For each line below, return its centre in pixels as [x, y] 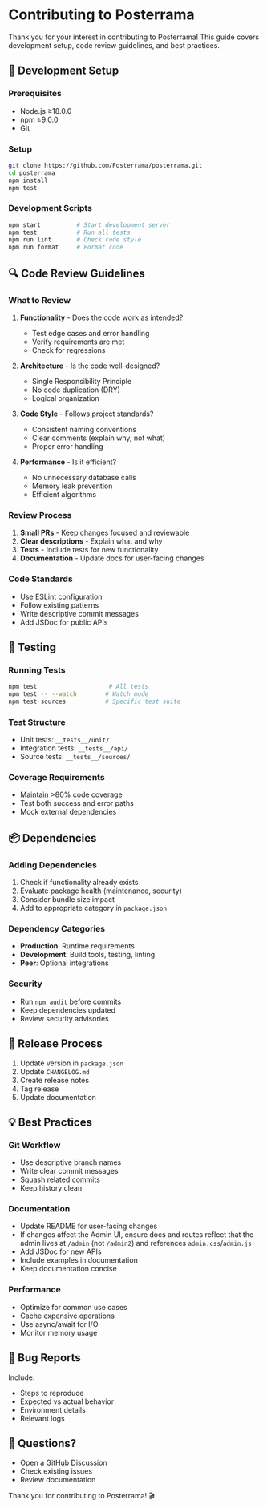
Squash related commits [60, 1179]
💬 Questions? [42, 1443]
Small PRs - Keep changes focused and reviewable [105, 533]
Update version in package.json [72, 1063]
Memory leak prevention [72, 486]
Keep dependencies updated [68, 1010]
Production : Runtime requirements [77, 946]
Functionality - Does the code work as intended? [101, 317]
